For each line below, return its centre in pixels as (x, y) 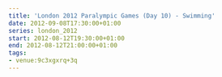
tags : (17, 53)
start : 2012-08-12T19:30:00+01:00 (67, 38)
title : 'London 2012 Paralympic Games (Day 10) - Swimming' (112, 16)
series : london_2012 (43, 30)
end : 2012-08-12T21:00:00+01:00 (63, 46)
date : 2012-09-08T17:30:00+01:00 (65, 23)
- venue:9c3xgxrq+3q (43, 61)
